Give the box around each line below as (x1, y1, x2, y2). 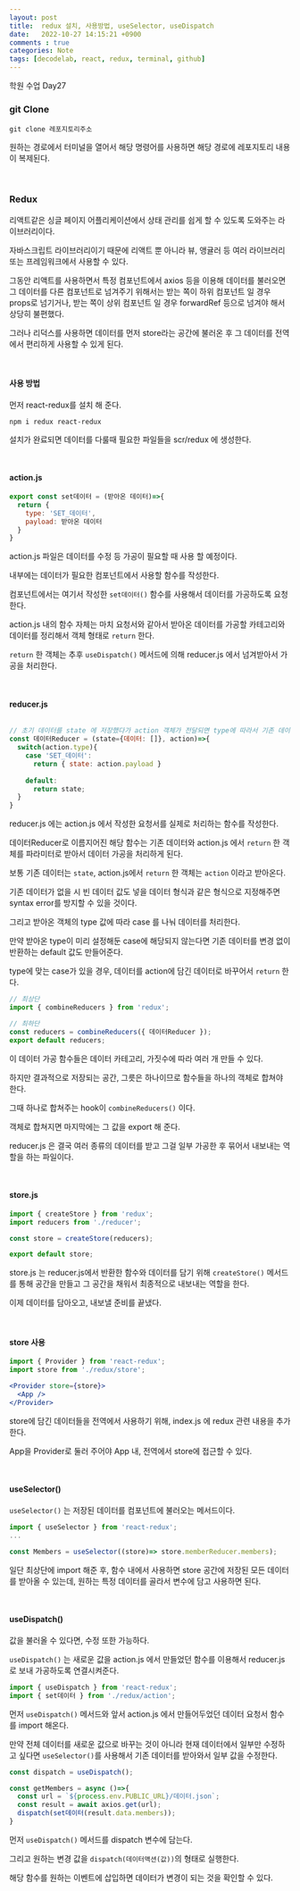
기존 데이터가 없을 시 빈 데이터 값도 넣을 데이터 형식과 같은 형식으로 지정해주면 (9, 886, 281, 898)
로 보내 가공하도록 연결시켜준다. (9, 1665, 120, 1676)
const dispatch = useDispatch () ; (9, 1768, 134, 1777)
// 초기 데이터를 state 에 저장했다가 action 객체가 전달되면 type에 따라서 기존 (9, 726, 274, 735)
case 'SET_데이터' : (25, 751, 92, 760)
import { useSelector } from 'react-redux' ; (9, 1523, 178, 1532)
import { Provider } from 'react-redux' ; (9, 1357, 166, 1367)
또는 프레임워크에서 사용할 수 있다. (9, 255, 129, 266)
